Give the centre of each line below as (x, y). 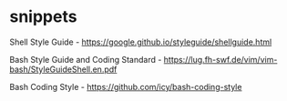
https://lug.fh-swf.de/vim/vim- (220, 59)
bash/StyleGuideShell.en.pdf (63, 69)
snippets (43, 17)
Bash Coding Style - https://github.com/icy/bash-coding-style (126, 86)
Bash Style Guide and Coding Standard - (86, 59)
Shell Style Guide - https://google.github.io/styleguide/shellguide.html (141, 42)
